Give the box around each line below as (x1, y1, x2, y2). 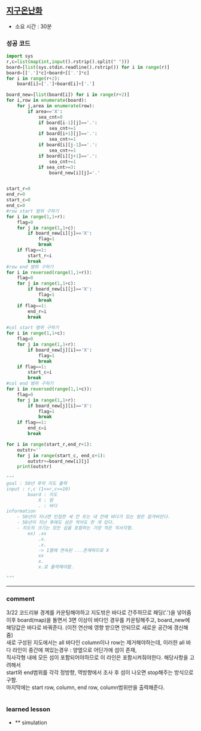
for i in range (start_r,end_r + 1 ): (6, 441, 93, 448)
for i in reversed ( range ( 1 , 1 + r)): (6, 269, 93, 276)
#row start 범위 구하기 (6, 208, 59, 214)
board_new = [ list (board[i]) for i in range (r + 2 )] (6, 92, 130, 98)
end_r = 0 (6, 191, 26, 198)
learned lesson (6, 705, 51, 714)
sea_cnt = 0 (38, 114, 63, 120)
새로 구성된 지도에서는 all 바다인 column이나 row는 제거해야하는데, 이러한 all (6, 639, 185, 646)
